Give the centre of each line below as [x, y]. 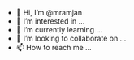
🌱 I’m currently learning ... [59, 30]
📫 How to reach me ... [54, 47]
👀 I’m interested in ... [50, 21]
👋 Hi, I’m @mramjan [49, 13]
